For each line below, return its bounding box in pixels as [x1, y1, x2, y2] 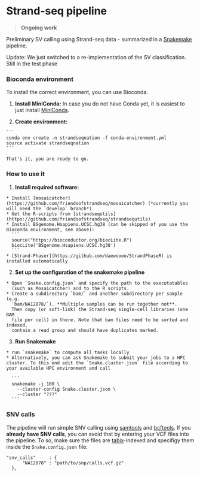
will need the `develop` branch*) [6, 206, 93, 212]
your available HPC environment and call [6, 365, 111, 371]
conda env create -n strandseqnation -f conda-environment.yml [6, 135, 167, 141]
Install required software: [14, 183, 79, 191]
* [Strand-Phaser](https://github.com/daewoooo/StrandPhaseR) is [6, 253, 172, 259]
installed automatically [6, 258, 68, 264]
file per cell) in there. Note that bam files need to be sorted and [11, 316, 188, 323]
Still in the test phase [6, 60, 58, 67]
